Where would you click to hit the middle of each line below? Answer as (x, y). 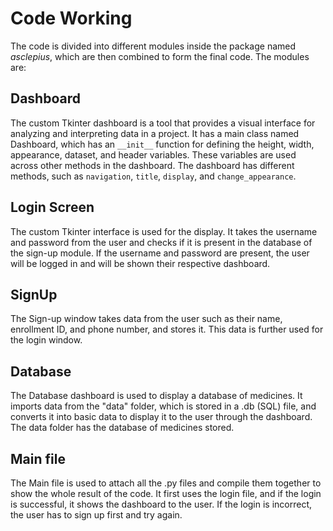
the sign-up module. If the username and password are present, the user (160, 253)
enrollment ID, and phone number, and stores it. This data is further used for (167, 329)
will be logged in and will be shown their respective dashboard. (140, 263)
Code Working (71, 18)
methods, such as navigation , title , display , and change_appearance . (153, 176)
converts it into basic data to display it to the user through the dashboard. (161, 417)
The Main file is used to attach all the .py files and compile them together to (166, 483)
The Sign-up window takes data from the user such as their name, (146, 319)
